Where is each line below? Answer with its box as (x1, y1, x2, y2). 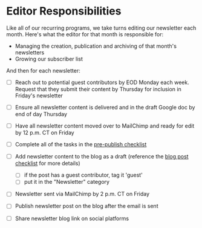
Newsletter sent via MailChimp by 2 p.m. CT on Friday (15, 191, 150, 198)
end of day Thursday (15, 111, 68, 118)
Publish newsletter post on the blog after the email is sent (15, 203, 158, 210)
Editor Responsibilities (6, 4, 122, 18)
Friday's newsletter (15, 92, 64, 99)
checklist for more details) (15, 160, 80, 167)
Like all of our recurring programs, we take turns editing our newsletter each (6, 24, 197, 31)
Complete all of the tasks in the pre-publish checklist (15, 141, 147, 148)
